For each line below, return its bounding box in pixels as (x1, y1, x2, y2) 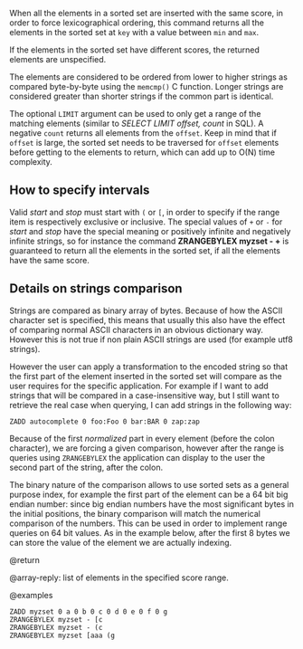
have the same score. (9, 254, 90, 265)
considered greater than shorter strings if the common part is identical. (9, 91, 274, 101)
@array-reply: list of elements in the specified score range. (9, 572, 229, 583)
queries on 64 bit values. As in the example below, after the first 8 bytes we (9, 527, 291, 538)
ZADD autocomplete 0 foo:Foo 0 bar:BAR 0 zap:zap (9, 416, 201, 426)
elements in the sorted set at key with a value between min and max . (9, 27, 260, 37)
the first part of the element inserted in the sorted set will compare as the (9, 370, 282, 381)
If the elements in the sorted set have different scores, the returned (9, 44, 260, 55)
